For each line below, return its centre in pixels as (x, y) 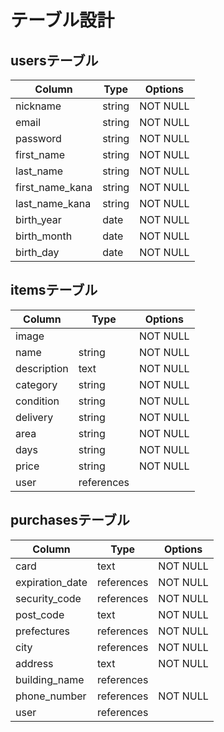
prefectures (43, 631)
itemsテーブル (54, 290)
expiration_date (51, 582)
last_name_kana (53, 203)
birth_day (37, 252)
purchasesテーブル (70, 520)
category (36, 384)
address (34, 663)
